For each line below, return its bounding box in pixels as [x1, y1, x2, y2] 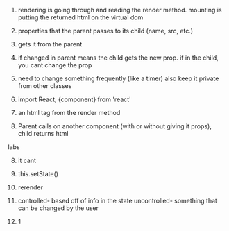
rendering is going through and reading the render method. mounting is [17, 6, 222, 14]
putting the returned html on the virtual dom [17, 13, 144, 22]
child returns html [17, 130, 69, 137]
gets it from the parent [17, 40, 83, 48]
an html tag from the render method [17, 109, 121, 117]
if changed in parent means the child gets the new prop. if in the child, [17, 53, 219, 62]
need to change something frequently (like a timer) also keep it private [17, 74, 219, 83]
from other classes [17, 82, 72, 89]
